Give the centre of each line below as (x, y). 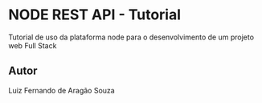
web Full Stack (33, 45)
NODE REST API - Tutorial (95, 15)
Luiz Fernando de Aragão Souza (61, 90)
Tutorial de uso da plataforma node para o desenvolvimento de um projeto (131, 37)
